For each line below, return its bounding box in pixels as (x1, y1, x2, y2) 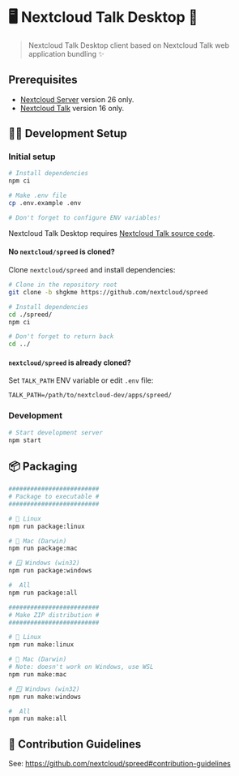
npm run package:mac (8, 544, 79, 553)
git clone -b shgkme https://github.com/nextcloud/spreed (8, 288, 208, 296)
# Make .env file (8, 191, 67, 200)
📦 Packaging (8, 459, 78, 473)
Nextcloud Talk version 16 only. (19, 103, 125, 113)
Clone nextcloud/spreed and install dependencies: (8, 265, 176, 275)
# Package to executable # (8, 493, 100, 501)
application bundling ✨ (28, 49, 105, 58)
